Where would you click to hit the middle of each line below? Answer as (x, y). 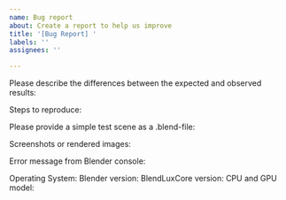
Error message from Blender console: (77, 161)
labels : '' (29, 42)
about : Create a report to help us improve (91, 26)
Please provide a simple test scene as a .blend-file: (102, 127)
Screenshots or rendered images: (70, 144)
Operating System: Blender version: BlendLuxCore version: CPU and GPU (143, 179)
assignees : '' (35, 50)
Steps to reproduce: (46, 110)
